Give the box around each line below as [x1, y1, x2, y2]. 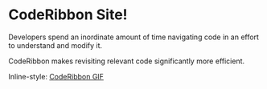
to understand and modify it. [8, 40, 103, 50]
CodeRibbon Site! [8, 6, 128, 24]
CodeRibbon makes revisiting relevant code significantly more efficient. [8, 56, 245, 66]
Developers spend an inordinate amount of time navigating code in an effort [8, 32, 260, 42]
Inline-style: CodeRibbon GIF [8, 71, 105, 81]
